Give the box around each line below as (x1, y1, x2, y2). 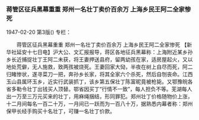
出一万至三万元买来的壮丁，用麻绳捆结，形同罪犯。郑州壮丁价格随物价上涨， (6, 93, 193, 100)
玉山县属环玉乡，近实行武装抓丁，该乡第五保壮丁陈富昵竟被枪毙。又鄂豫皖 (6, 78, 188, 85)
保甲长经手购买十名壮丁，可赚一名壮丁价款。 (6, 108, 115, 115)
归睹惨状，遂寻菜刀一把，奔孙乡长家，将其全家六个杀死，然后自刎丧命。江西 (6, 71, 193, 78)
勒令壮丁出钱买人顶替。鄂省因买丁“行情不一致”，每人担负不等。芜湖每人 (16, 86, 192, 93)
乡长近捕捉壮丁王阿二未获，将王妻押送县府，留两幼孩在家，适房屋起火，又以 (6, 56, 193, 63)
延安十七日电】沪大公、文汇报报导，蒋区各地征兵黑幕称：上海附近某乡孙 (16, 48, 193, 56)
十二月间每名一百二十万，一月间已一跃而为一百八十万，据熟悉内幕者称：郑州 (6, 100, 193, 108)
